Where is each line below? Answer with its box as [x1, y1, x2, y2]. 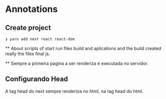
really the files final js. [5, 51, 50, 56]
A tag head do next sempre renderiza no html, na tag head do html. [5, 88, 143, 94]
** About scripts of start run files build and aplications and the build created [5, 45, 161, 51]
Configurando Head [5, 75, 68, 83]
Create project [5, 23, 51, 32]
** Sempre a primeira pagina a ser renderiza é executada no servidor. [5, 60, 148, 66]
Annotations [5, 3, 58, 15]
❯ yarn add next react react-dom [5, 36, 75, 41]
